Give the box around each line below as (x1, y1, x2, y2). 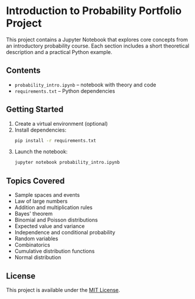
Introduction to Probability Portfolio (6, 4, 182, 18)
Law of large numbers (14, 198, 68, 205)
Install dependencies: (14, 126, 67, 133)
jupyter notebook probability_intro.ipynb (14, 160, 120, 166)
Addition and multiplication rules (14, 204, 93, 211)
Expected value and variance (14, 223, 85, 230)
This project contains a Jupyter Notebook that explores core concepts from (6, 36, 189, 43)
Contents (6, 66, 41, 76)
